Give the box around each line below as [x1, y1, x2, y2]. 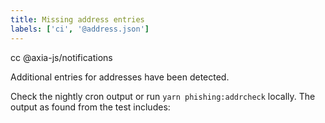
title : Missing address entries [10, 14, 145, 25]
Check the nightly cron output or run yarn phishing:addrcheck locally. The [10, 90, 316, 102]
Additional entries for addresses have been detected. [10, 71, 230, 83]
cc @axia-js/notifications [10, 51, 113, 63]
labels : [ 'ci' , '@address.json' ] [10, 24, 150, 34]
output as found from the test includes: [10, 101, 171, 113]
